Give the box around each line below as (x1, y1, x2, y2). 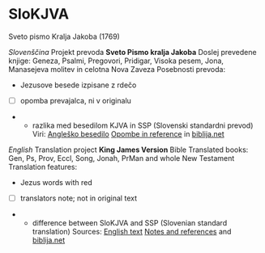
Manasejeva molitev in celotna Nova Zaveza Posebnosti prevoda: (8, 64, 225, 74)
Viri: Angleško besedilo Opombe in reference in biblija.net (32, 129, 224, 138)
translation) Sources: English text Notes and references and (32, 227, 232, 237)
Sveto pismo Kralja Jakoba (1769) (8, 32, 120, 41)
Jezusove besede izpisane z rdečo (19, 80, 137, 90)
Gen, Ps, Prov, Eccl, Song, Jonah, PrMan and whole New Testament (8, 154, 235, 162)
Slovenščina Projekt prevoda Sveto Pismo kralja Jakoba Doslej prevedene (8, 47, 257, 57)
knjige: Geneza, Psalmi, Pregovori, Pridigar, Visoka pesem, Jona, (8, 56, 224, 65)
